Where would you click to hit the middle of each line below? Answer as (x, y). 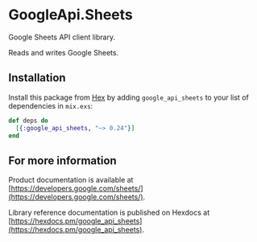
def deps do (28, 121)
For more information (62, 160)
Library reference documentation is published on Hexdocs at (109, 213)
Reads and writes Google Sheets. (64, 52)
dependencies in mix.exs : (51, 105)
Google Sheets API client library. (62, 37)
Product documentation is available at (71, 180)
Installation (37, 78)
